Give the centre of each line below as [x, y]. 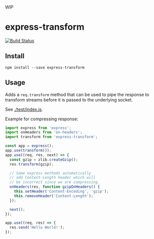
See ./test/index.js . [24, 109]
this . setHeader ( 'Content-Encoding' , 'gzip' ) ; [62, 192]
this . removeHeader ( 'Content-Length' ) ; [54, 196]
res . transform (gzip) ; [32, 164]
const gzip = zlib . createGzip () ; [44, 160]
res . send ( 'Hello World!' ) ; [37, 228]
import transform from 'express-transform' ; [51, 137]
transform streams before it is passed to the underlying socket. [69, 100]
